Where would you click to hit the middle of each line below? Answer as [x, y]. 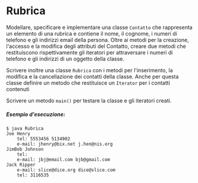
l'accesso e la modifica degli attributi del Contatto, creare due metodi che [96, 46]
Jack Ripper [21, 165]
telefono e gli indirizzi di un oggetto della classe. [65, 59]
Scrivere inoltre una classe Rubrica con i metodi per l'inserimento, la [89, 70]
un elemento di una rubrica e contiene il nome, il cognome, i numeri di [92, 33]
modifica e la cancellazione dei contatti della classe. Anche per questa [92, 76]
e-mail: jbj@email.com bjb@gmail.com [64, 159]
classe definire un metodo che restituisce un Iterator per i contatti [88, 83]
